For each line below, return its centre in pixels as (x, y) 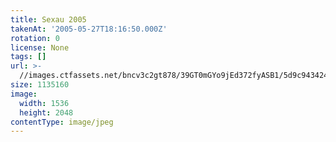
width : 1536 (44, 103)
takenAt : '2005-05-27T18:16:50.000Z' (89, 29)
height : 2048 (46, 112)
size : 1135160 (40, 85)
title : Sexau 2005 (48, 19)
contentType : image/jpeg (62, 122)
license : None (40, 47)
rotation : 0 (35, 38)
